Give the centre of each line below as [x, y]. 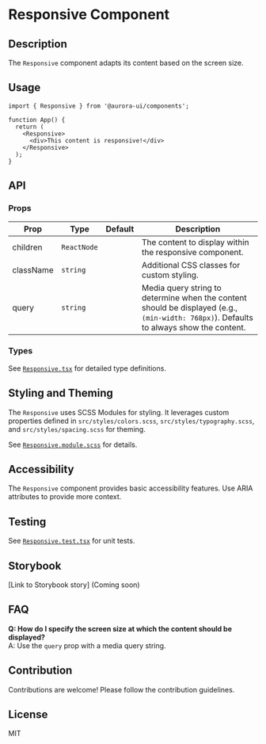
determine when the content [194, 297]
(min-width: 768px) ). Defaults [197, 317]
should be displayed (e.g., [190, 307]
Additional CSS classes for [191, 265]
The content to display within [195, 242]
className [33, 269]
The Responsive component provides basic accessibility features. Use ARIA [131, 488]
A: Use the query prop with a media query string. [87, 645]
